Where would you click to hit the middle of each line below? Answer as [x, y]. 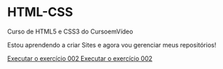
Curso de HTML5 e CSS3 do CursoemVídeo [70, 31]
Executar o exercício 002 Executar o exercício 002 [80, 58]
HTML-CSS [40, 12]
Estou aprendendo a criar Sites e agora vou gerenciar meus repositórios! [112, 45]
